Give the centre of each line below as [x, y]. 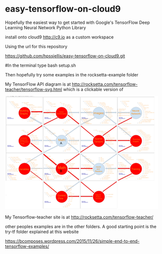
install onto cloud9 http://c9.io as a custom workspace [59, 37]
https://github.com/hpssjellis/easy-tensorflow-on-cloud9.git [65, 56]
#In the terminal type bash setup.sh [40, 65]
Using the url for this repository [36, 46]
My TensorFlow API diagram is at [38, 84]
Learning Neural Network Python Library [46, 27]
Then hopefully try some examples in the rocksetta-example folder [72, 74]
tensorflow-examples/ [27, 246]
